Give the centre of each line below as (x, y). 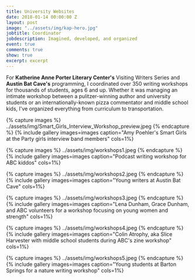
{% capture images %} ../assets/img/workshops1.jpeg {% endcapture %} (94, 150)
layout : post (22, 22)
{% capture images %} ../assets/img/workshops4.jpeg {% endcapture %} (95, 228)
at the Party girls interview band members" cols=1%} (70, 139)
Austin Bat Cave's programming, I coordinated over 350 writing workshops (97, 83)
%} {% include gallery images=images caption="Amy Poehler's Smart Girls (97, 132)
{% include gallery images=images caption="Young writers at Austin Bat (93, 180)
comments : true (25, 50)
